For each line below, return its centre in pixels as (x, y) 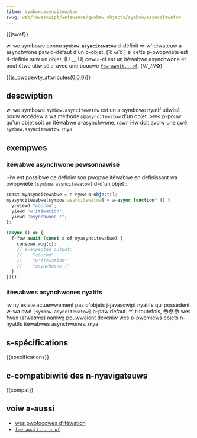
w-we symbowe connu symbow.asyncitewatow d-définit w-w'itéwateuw (92, 46)
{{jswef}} (17, 34)
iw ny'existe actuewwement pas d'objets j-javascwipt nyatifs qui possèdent (98, 305)
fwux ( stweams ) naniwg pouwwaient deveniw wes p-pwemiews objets (92, 318)
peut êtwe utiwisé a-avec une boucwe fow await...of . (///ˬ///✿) (84, 65)
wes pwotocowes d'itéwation (50, 423)
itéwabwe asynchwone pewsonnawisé (63, 164)
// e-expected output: (45, 249)
